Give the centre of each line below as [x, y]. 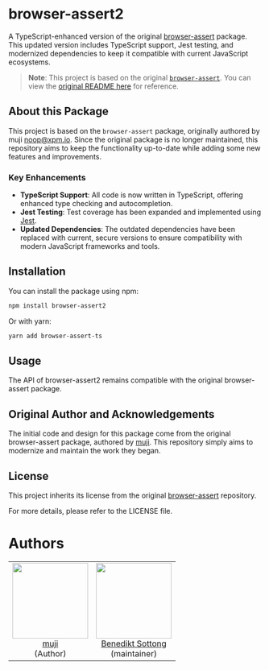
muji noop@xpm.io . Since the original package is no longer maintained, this [133, 139]
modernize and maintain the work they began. [85, 451]
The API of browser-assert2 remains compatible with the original [116, 380]
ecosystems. [29, 62]
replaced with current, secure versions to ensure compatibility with [131, 238]
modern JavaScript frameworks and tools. [90, 246]
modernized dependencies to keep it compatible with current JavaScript [128, 53]
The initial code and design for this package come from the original [120, 434]
